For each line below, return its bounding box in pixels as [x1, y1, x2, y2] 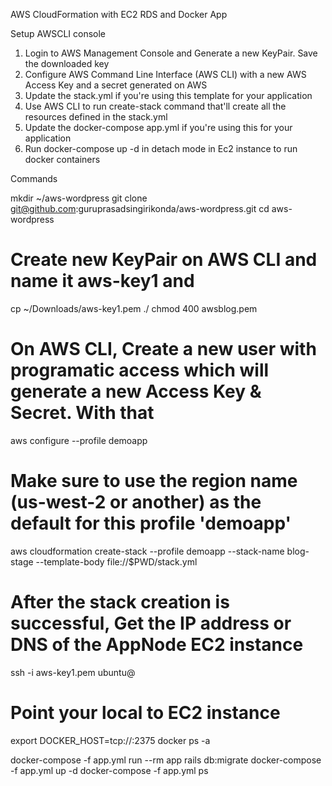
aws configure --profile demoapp [10, 434, 148, 446]
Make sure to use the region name [10, 470, 298, 493]
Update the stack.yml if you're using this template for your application [24, 90, 313, 101]
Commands [10, 173, 58, 184]
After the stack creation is [10, 591, 230, 613]
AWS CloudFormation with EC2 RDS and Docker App [10, 9, 228, 20]
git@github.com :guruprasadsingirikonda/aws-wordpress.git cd [10, 203, 270, 214]
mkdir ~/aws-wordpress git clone [10, 192, 148, 204]
